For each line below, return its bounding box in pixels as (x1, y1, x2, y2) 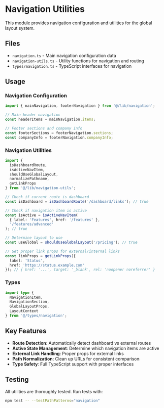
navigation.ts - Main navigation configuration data (12, 52, 117, 58)
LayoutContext (9, 309, 38, 314)
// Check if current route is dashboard (5, 194, 90, 200)
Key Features (5, 327, 47, 335)
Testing (5, 375, 29, 384)
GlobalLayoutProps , (9, 304, 50, 309)
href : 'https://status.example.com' (9, 263, 85, 268)
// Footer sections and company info (5, 126, 83, 131)
